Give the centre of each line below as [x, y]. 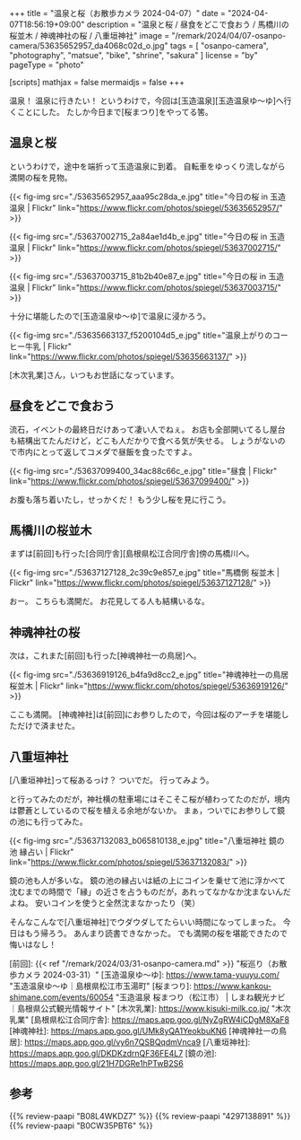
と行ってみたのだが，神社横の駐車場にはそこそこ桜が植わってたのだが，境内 [150, 799]
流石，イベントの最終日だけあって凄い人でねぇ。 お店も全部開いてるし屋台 [147, 429]
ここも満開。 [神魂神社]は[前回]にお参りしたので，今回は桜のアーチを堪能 [145, 715]
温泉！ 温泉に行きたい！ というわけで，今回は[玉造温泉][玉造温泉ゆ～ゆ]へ [146, 101]
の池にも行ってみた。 [48, 822]
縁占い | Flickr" [47, 852]
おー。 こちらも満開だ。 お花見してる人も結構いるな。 [109, 601]
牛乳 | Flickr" [48, 346]
